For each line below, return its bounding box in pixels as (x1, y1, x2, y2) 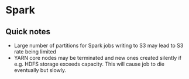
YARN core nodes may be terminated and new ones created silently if (13, 55, 182, 61)
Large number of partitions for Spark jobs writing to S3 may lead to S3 (13, 42, 184, 49)
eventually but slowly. (13, 67, 67, 73)
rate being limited (13, 48, 57, 55)
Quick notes (5, 27, 51, 37)
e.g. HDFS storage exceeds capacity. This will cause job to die (13, 60, 165, 67)
